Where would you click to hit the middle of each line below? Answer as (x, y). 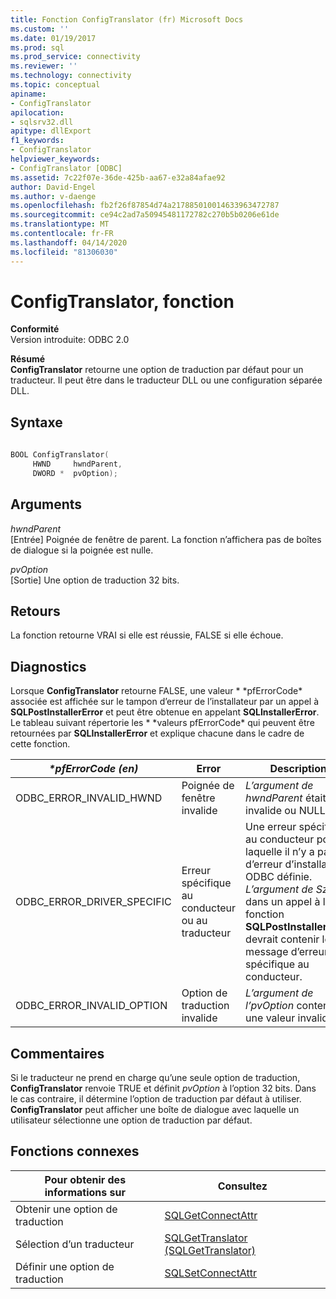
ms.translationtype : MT (60, 224)
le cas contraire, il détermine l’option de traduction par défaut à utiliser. (156, 1099)
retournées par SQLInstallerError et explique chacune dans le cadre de (157, 733)
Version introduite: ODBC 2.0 (70, 340)
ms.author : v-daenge (53, 196)
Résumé (28, 359)
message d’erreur (286, 952)
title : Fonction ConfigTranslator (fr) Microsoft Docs (127, 19)
